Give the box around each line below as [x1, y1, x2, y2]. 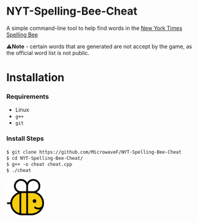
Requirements [6, 93, 50, 101]
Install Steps [6, 134, 45, 143]
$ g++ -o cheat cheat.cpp [6, 161, 72, 167]
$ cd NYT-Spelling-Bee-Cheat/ [6, 155, 84, 161]
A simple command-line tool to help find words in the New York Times [6, 24, 183, 32]
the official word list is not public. [6, 49, 90, 56]
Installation [6, 71, 65, 85]
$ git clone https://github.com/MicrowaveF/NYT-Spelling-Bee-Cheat [6, 149, 182, 155]
